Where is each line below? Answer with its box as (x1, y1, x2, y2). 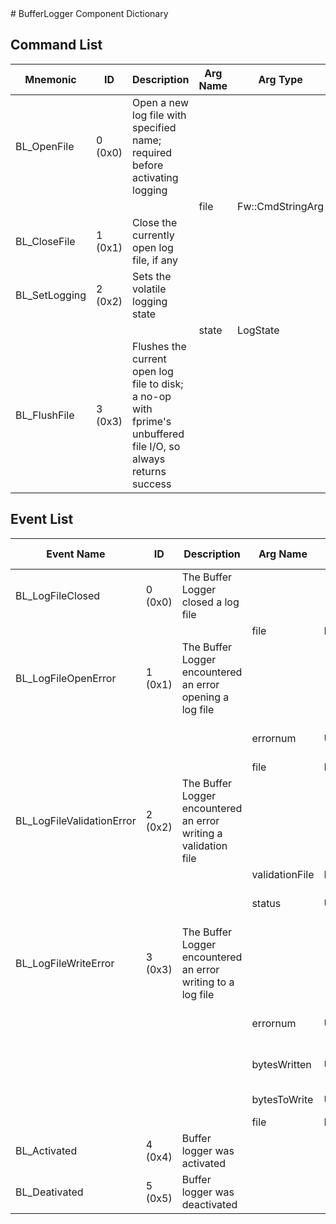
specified (132, 120, 177, 134)
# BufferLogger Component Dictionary (10, 8, 169, 19)
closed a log (181, 595, 240, 609)
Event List (10, 511, 74, 528)
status (251, 896, 282, 910)
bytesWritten (251, 1057, 312, 1071)
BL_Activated (15, 1143, 78, 1157)
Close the (132, 215, 178, 229)
